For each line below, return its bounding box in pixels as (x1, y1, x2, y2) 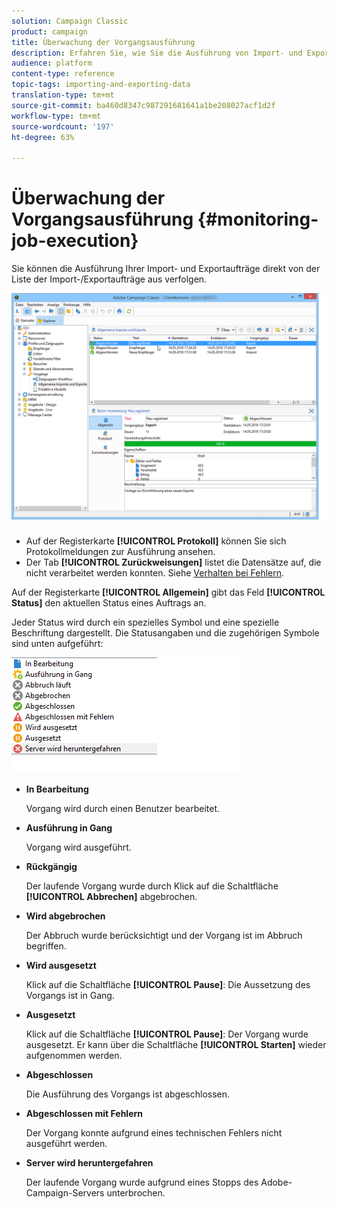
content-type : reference (11, 69, 115, 79)
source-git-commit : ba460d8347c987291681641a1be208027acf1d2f (11, 100, 276, 110)
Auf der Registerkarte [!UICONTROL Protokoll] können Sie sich (25, 535, 287, 547)
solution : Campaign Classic (11, 16, 129, 26)
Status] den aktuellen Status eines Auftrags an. (11, 597, 207, 609)
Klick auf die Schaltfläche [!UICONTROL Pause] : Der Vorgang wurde (25, 1028, 309, 1040)
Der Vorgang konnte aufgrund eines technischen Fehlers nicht (25, 1127, 283, 1139)
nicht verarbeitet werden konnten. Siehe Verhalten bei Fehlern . (25, 567, 285, 579)
